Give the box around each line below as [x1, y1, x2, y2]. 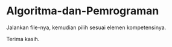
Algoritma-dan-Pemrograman [6, 4, 159, 18]
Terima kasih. [6, 35, 40, 42]
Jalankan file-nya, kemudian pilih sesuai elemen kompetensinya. [6, 24, 167, 31]
